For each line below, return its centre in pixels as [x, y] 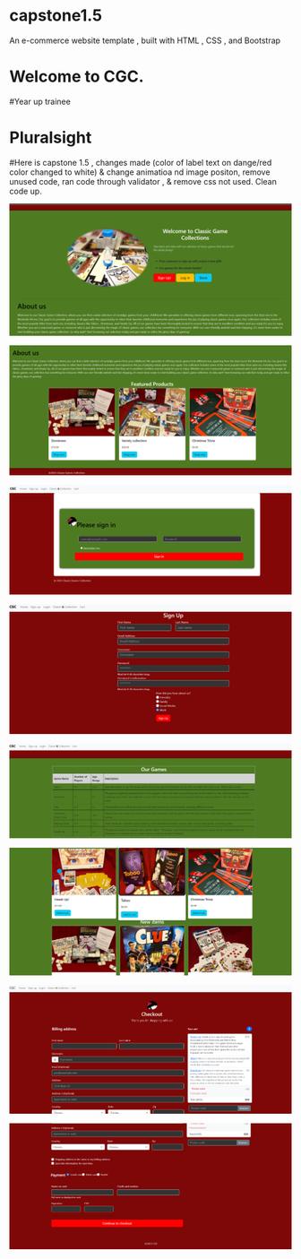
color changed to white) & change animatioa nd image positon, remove [140, 172]
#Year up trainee [40, 101]
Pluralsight [51, 138]
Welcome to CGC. [77, 77]
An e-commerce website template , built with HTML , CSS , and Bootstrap [145, 40]
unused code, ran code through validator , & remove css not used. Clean [143, 181]
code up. [26, 191]
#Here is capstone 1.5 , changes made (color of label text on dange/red [141, 162]
